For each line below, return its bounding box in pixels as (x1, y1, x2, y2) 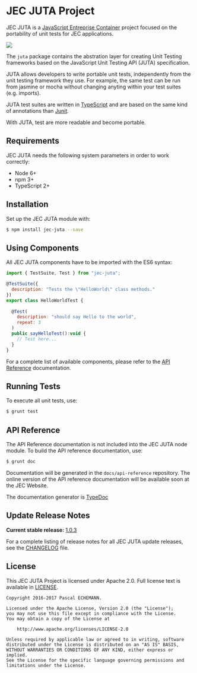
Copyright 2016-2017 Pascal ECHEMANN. (6, 595, 102, 601)
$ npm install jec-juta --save (6, 227, 84, 233)
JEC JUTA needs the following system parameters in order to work (6, 151, 169, 158)
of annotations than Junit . (6, 107, 69, 114)
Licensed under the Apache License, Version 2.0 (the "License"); (6, 605, 174, 611)
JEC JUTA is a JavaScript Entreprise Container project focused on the (6, 24, 177, 31)
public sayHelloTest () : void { (11, 331, 86, 337)
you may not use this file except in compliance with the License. (6, 610, 177, 617)
